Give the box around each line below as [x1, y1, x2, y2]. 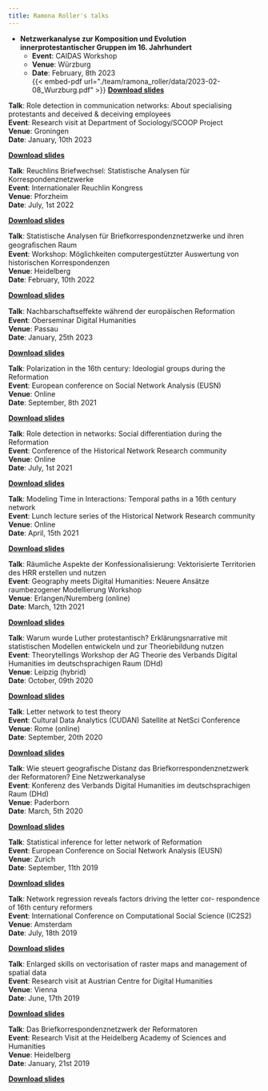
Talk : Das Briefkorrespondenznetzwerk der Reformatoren [8, 1024, 198, 1034]
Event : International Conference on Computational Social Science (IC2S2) [8, 910, 252, 920]
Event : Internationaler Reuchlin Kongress [8, 182, 143, 193]
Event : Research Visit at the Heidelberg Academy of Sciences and [8, 1032, 226, 1042]
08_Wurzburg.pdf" [31, 85, 94, 95]
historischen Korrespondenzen [8, 258, 110, 267]
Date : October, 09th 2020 [8, 675, 94, 685]
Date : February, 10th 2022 [8, 275, 95, 284]
